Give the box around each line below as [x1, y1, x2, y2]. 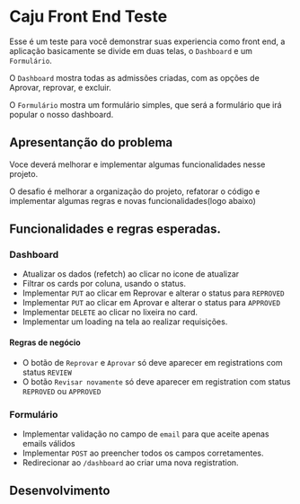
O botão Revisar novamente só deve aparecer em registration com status [22, 376, 291, 387]
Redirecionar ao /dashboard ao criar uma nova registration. [22, 456, 240, 468]
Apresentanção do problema [9, 135, 173, 150]
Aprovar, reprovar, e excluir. [9, 82, 112, 93]
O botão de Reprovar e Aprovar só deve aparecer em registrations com [22, 357, 283, 367]
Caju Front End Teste [9, 6, 168, 27]
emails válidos [22, 438, 75, 448]
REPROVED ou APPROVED [22, 385, 101, 396]
